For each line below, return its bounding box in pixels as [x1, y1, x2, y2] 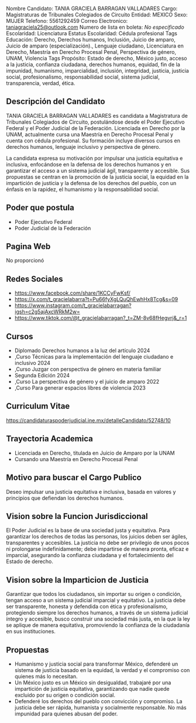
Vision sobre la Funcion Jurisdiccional [6, 511, 148, 521]
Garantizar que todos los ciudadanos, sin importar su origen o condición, [6, 591, 182, 598]
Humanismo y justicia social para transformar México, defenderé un [14, 660, 178, 667]
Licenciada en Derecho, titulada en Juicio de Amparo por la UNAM [14, 449, 176, 456]
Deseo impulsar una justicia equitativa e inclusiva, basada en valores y [6, 488, 176, 495]
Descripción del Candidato [6, 97, 105, 107]
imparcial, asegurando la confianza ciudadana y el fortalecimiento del [6, 552, 174, 559]
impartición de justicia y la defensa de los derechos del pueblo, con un [6, 179, 177, 186]
